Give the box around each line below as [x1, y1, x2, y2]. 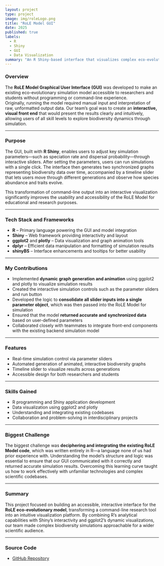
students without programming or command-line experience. [5, 95, 128, 101]
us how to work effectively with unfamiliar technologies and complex [5, 468, 143, 474]
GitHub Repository [12, 555, 50, 561]
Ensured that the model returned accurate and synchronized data [12, 312, 146, 318]
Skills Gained [5, 388, 37, 395]
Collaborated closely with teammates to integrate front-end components [12, 323, 158, 329]
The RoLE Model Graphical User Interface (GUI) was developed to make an [5, 84, 158, 90]
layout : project [5, 7, 38, 12]
